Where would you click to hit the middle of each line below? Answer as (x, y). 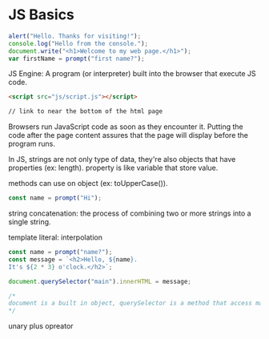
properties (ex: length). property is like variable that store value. (113, 168)
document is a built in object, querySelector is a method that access (130, 303)
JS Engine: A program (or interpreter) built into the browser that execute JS (132, 74)
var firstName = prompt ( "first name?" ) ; (77, 59)
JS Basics (41, 15)
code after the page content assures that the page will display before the (128, 135)
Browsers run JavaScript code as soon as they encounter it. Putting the (126, 127)
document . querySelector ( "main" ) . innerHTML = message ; (100, 281)
